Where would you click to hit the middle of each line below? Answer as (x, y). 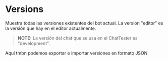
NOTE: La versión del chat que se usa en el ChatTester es (77, 38)
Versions (24, 9)
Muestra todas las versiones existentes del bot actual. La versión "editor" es (84, 23)
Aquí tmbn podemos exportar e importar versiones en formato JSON (76, 53)
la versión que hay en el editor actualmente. (51, 28)
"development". (34, 43)
